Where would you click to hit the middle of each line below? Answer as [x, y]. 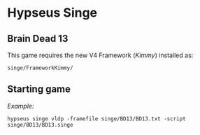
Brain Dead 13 [38, 39]
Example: [21, 106]
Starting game [39, 89]
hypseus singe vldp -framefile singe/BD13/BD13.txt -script [97, 119]
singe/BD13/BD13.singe [40, 125]
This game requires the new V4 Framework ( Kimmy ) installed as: [100, 55]
